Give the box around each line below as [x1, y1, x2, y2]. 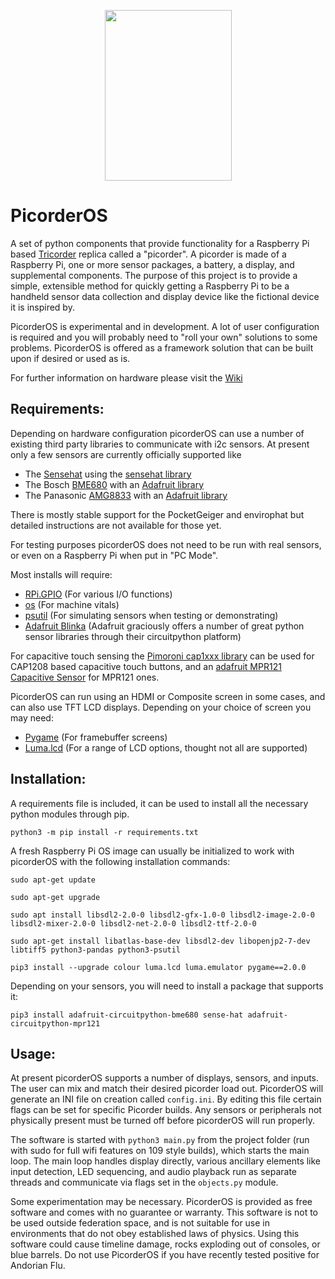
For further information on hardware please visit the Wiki [10, 371, 243, 384]
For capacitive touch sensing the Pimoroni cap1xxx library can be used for [10, 650, 315, 662]
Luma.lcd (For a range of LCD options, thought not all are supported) [24, 741, 308, 754]
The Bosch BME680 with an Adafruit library [24, 478, 205, 490]
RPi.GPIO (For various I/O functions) [24, 588, 173, 600]
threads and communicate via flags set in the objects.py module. [10, 1176, 279, 1189]
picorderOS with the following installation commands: [10, 855, 231, 867]
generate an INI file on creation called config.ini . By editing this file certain [10, 1093, 322, 1105]
